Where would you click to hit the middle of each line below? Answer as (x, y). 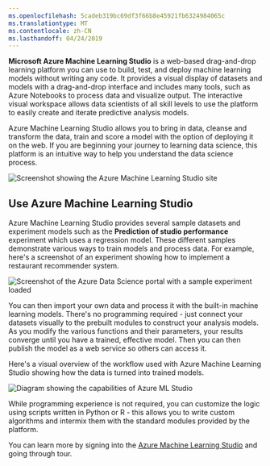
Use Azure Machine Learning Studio (101, 204)
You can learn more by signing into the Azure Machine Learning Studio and (133, 445)
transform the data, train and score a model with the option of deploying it (131, 137)
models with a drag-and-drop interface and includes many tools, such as (129, 87)
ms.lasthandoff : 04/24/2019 (56, 38)
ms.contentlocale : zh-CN (50, 31)
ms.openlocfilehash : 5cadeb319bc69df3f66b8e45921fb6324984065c (117, 16)
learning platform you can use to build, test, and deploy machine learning (130, 70)
